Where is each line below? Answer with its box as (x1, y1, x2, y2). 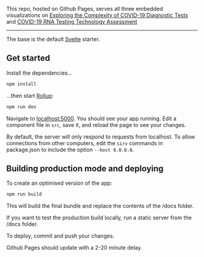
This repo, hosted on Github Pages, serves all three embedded (6, 5, 163, 12)
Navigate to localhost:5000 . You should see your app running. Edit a (6, 115, 177, 122)
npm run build (6, 191, 42, 197)
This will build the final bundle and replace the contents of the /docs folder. (6, 202, 194, 210)
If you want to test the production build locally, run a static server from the (6, 214, 192, 221)
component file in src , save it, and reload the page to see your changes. (6, 121, 186, 128)
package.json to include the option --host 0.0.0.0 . (6, 146, 134, 153)
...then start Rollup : (6, 92, 54, 99)
